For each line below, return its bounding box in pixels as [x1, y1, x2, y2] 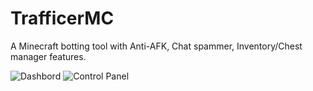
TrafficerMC [10, 7, 115, 30]
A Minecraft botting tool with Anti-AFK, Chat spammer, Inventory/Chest [10, 40, 303, 52]
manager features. [10, 50, 87, 62]
